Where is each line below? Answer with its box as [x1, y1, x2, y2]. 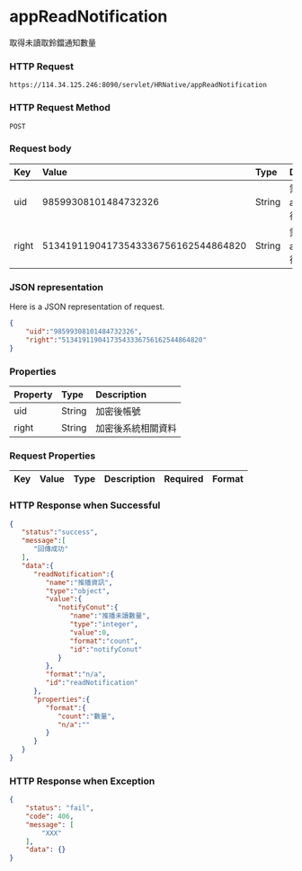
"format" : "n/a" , [45, 670, 106, 680]
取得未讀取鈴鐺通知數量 [9, 37, 96, 48]
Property [13, 388, 53, 401]
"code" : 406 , [25, 812, 75, 821]
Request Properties [9, 449, 96, 462]
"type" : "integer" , [69, 620, 139, 629]
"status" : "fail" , [25, 804, 94, 813]
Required [164, 473, 204, 485]
